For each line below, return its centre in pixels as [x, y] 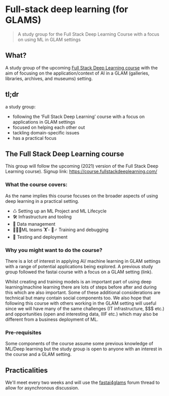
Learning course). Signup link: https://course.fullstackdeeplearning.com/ [81, 171]
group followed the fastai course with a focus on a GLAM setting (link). [79, 272]
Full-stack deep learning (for [67, 9]
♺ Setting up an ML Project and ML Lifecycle [59, 211]
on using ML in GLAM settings [49, 40]
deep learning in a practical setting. [42, 201]
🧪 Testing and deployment [40, 237]
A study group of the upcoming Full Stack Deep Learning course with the [82, 67]
